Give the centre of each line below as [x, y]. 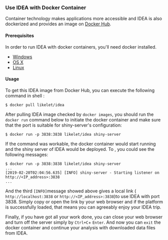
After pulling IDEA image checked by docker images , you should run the [79, 114]
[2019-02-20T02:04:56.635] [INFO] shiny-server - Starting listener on [82, 173]
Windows [22, 57]
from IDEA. [16, 233]
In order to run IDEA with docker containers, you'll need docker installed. [81, 47]
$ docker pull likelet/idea [35, 105]
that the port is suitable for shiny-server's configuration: [64, 125]
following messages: [27, 154]
